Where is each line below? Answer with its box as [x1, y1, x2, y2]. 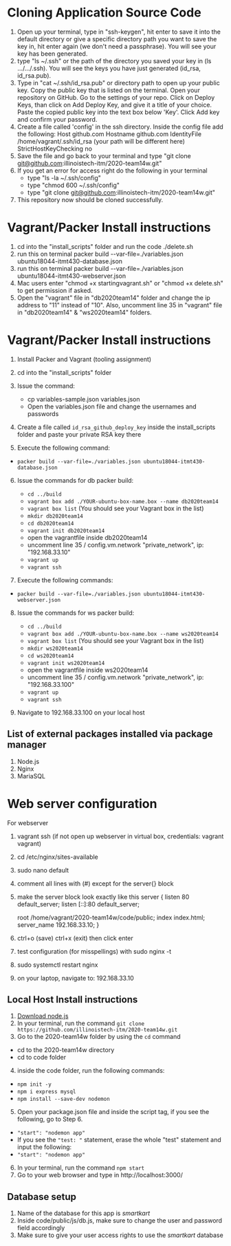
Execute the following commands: [16, 576, 113, 584]
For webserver [7, 818, 49, 827]
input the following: [16, 1143, 72, 1151]
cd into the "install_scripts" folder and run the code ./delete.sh [16, 242, 194, 250]
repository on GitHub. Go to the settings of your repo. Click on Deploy [16, 93, 215, 101]
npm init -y [16, 1081, 52, 1088]
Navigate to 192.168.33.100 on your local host [16, 708, 146, 717]
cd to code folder [16, 1053, 67, 1062]
